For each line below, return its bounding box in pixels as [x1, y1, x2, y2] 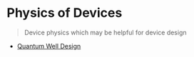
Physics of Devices [6, 5, 123, 21]
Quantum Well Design [16, 42, 81, 50]
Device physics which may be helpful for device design [24, 28, 187, 37]
